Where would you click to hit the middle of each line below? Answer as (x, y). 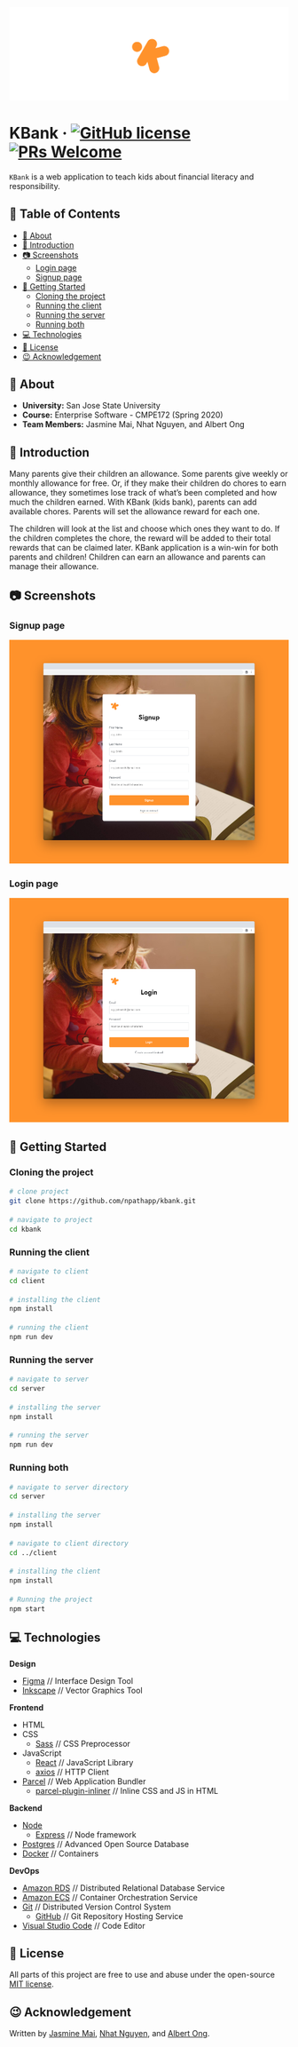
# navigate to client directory (69, 1543)
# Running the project (51, 1600)
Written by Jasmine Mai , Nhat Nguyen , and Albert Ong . (110, 2034)
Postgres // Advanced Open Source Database (105, 1844)
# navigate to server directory (69, 1487)
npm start (27, 1609)
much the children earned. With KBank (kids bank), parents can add (133, 502)
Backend (26, 1808)
